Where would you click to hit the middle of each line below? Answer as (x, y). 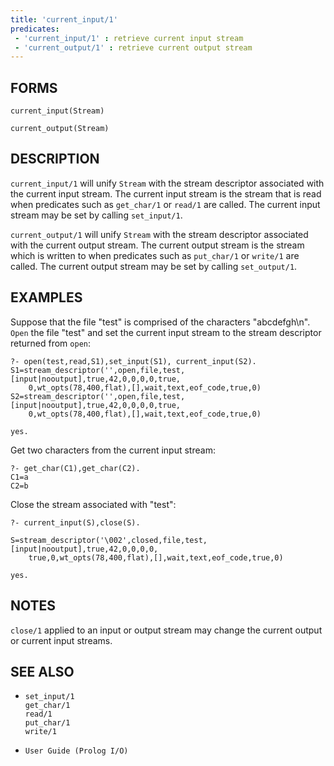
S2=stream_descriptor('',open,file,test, (98, 396)
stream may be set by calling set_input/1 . (96, 215)
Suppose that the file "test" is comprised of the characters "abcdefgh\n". (160, 322)
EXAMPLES (46, 297)
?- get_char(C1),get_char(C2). (75, 468)
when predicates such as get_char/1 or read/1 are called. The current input (165, 204)
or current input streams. (61, 640)
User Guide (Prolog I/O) (76, 751)
